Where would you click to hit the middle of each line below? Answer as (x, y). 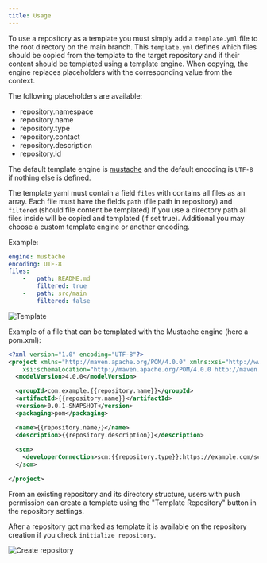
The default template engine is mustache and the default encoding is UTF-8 (131, 169)
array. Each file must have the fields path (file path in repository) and (120, 201)
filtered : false (64, 301)
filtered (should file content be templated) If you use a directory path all (128, 210)
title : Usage (30, 16)
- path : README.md (56, 279)
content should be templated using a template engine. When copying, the (128, 64)
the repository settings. (46, 511)
